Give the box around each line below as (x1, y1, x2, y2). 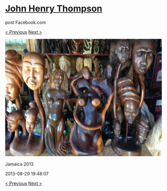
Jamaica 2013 (5, 161, 34, 167)
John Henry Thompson (5, 3, 103, 14)
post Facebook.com (5, 19, 46, 25)
